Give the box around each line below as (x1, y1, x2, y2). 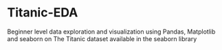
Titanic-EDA (7, 5, 78, 21)
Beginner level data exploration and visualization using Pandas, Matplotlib (7, 27, 216, 36)
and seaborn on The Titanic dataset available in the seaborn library (7, 34, 197, 42)
